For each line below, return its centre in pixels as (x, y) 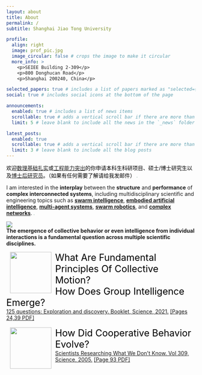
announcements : (25, 106)
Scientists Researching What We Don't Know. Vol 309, (122, 353)
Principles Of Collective (107, 269)
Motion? (73, 280)
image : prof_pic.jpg (37, 51)
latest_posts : (24, 133)
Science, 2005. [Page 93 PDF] (93, 359)
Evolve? (72, 344)
